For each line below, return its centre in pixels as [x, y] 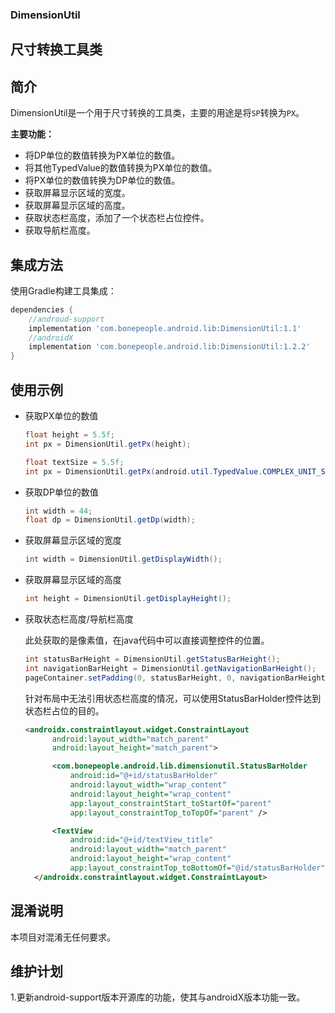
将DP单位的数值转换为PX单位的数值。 [102, 155]
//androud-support [66, 319]
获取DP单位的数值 [61, 492]
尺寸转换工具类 [56, 49]
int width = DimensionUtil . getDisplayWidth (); [123, 559]
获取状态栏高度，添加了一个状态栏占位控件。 [117, 218]
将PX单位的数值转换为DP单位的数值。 [102, 180]
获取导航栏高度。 [60, 230]
